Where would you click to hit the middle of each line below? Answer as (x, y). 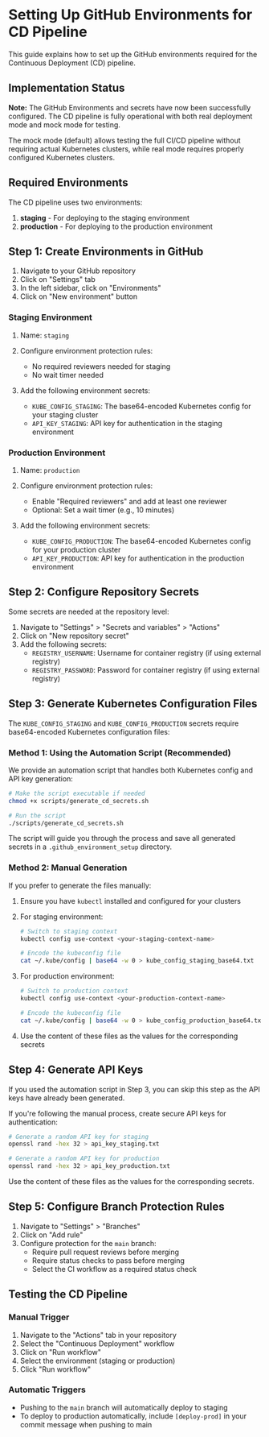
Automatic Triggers (47, 1389)
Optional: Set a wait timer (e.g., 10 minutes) (103, 510)
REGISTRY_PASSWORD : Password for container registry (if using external (145, 669)
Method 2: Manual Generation (68, 868)
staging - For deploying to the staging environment (105, 217)
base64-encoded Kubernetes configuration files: (89, 731)
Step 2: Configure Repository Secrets (104, 592)
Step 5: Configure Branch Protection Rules (116, 1207)
